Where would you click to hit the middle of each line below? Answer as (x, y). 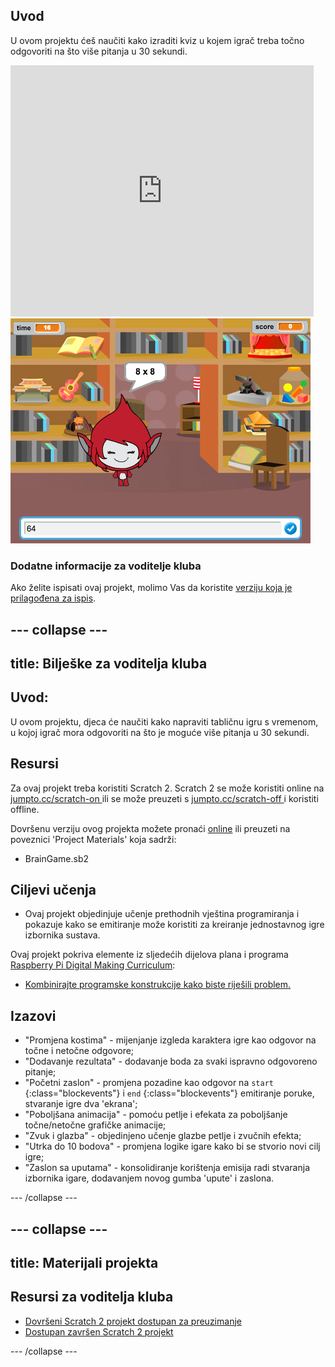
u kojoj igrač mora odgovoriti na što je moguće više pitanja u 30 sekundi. (160, 732)
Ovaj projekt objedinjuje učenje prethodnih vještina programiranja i (162, 914)
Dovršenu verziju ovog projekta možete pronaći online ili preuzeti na (150, 828)
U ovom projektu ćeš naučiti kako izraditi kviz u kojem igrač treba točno (157, 40)
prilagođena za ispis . (53, 598)
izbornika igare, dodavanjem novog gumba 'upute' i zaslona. (149, 1178)
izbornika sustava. (62, 935)
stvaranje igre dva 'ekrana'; (81, 1104)
